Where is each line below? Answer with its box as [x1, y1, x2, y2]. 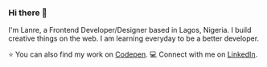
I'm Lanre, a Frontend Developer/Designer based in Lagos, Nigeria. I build [8, 26, 252, 35]
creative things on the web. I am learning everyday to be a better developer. [8, 33, 260, 43]
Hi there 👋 [8, 7, 48, 18]
